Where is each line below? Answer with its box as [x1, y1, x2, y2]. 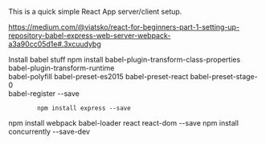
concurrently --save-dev [8, 127, 91, 136]
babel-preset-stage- [190, 72, 259, 81]
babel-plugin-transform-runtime [8, 63, 115, 73]
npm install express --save [37, 104, 131, 112]
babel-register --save [8, 89, 80, 98]
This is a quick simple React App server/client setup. [8, 7, 182, 16]
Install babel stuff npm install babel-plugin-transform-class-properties [8, 55, 241, 64]
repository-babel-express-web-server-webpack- [8, 31, 171, 40]
